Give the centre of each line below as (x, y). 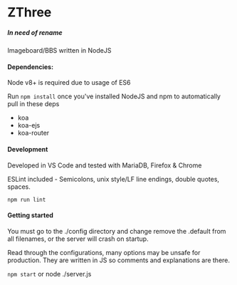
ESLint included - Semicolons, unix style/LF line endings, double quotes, (113, 179)
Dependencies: (31, 67)
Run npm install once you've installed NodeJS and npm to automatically (114, 96)
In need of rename (35, 32)
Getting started (30, 215)
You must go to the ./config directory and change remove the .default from (117, 231)
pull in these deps (33, 104)
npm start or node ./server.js (49, 274)
